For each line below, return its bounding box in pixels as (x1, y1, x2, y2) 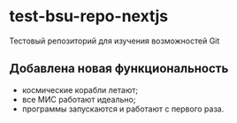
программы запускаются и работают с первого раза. (21, 104, 225, 114)
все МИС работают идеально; (21, 94, 136, 104)
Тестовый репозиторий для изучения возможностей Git (9, 35, 220, 46)
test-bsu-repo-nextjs (9, 6, 169, 27)
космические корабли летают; (21, 84, 139, 95)
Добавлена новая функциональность (9, 61, 229, 76)
